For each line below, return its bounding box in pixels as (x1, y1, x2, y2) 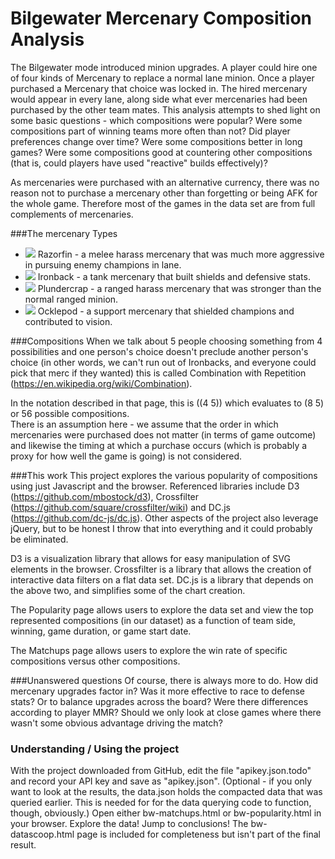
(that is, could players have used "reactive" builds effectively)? (10, 157, 268, 169)
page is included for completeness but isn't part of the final (76, 828, 321, 841)
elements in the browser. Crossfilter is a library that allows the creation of (10, 563, 312, 575)
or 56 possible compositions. (10, 407, 130, 419)
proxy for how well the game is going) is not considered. (10, 450, 243, 462)
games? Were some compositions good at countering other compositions (10, 146, 313, 158)
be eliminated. (10, 533, 69, 545)
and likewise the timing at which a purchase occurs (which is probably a (10, 439, 308, 451)
